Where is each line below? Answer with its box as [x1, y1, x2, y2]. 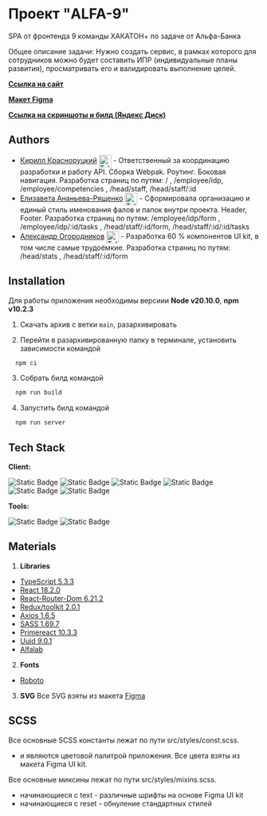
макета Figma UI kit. [19, 759, 88, 769]
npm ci [15, 358, 37, 367]
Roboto [19, 675, 44, 685]
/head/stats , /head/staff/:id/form [19, 251, 128, 260]
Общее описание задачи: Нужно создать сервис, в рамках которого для [8, 46, 257, 56]
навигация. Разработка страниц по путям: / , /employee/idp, [19, 175, 224, 184]
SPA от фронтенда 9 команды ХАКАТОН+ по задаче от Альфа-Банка [8, 31, 241, 41]
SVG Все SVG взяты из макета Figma [19, 691, 146, 700]
